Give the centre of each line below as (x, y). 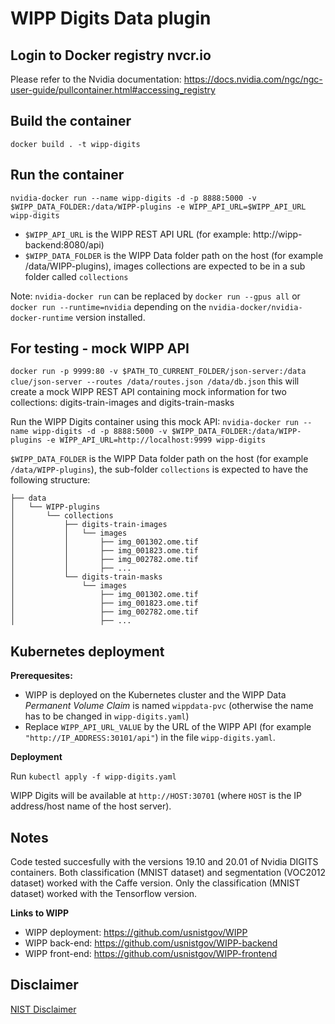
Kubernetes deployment (87, 651)
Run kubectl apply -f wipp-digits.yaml (93, 776)
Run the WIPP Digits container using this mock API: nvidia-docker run (155, 422)
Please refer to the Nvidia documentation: (96, 79)
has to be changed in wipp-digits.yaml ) (107, 716)
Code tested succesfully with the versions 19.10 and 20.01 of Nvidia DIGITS (164, 862)
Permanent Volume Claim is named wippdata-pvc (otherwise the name (169, 706)
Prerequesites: (41, 676)
